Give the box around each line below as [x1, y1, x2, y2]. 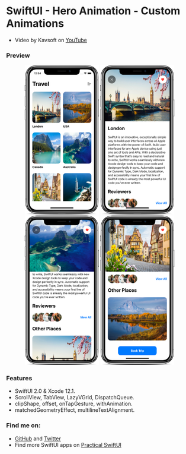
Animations [6, 17, 64, 30]
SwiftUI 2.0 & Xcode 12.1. [14, 387, 75, 395]
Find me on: [6, 421, 41, 430]
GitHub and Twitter [14, 435, 61, 442]
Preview [6, 51, 30, 59]
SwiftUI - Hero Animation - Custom [6, 4, 181, 18]
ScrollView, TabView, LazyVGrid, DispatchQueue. [14, 394, 134, 401]
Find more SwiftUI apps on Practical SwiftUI [14, 441, 121, 448]
